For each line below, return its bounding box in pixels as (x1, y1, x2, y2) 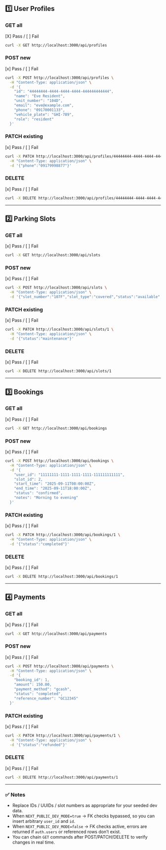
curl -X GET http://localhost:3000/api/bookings (5, 426, 107, 431)
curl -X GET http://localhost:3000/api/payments (5, 631, 107, 636)
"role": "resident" (14, 116, 54, 122)
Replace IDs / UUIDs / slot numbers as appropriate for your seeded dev (12, 802, 158, 808)
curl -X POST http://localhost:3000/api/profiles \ (5, 75, 114, 80)
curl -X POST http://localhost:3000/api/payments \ (5, 663, 114, 669)
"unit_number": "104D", (14, 99, 63, 103)
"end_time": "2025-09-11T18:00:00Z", (14, 486, 92, 491)
